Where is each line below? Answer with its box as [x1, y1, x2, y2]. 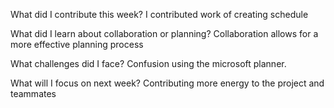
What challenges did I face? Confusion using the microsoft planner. [10, 58, 287, 69]
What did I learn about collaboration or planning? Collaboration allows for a [10, 28, 319, 39]
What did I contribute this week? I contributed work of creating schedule [10, 9, 309, 20]
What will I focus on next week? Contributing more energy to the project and [10, 77, 325, 89]
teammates [10, 88, 57, 99]
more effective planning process [10, 39, 144, 50]
